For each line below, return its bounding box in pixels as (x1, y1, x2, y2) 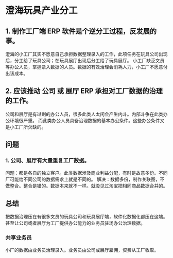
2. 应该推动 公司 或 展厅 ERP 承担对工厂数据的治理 (5, 87, 163, 96)
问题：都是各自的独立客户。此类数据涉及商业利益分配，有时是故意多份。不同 (5, 170, 168, 176)
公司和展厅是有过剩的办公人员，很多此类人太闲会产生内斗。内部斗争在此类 (5, 111, 163, 117)
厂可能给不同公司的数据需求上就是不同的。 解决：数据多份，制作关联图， (5, 176, 160, 182)
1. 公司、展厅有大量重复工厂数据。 (5, 157, 90, 164)
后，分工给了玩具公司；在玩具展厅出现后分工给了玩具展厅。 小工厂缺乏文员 (5, 58, 165, 63)
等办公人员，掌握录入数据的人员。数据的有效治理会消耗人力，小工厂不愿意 (5, 64, 163, 70)
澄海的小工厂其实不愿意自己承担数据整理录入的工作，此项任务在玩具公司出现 (5, 51, 168, 57)
